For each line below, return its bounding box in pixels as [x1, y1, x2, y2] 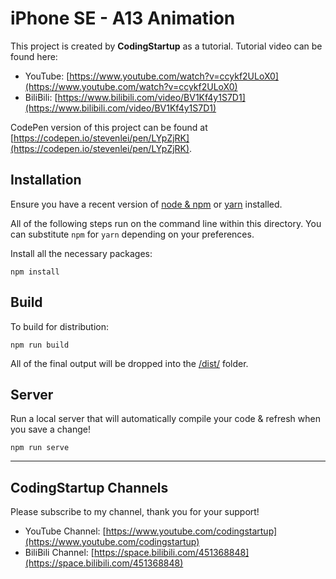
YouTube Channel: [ [24, 525, 107, 537]
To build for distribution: [10, 320, 110, 332]
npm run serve [10, 443, 70, 453]
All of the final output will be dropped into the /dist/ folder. [10, 357, 249, 369]
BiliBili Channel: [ [24, 547, 95, 559]
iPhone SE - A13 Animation [10, 7, 236, 30]
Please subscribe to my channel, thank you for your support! [10, 506, 260, 518]
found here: [10, 50, 58, 62]
